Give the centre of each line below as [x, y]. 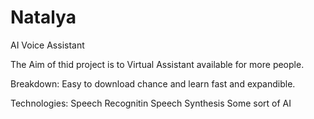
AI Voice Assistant [47, 45]
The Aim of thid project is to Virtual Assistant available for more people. [157, 64]
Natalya [43, 17]
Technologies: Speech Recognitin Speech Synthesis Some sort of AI [151, 103]
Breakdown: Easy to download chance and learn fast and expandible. [153, 83]
